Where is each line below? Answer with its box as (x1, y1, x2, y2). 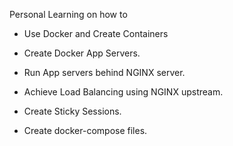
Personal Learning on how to (9, 9, 128, 20)
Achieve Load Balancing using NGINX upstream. (23, 86, 224, 98)
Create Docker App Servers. (23, 47, 141, 59)
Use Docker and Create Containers (23, 28, 169, 39)
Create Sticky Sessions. (23, 105, 122, 117)
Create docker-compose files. (23, 125, 148, 136)
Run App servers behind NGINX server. (23, 67, 186, 78)
